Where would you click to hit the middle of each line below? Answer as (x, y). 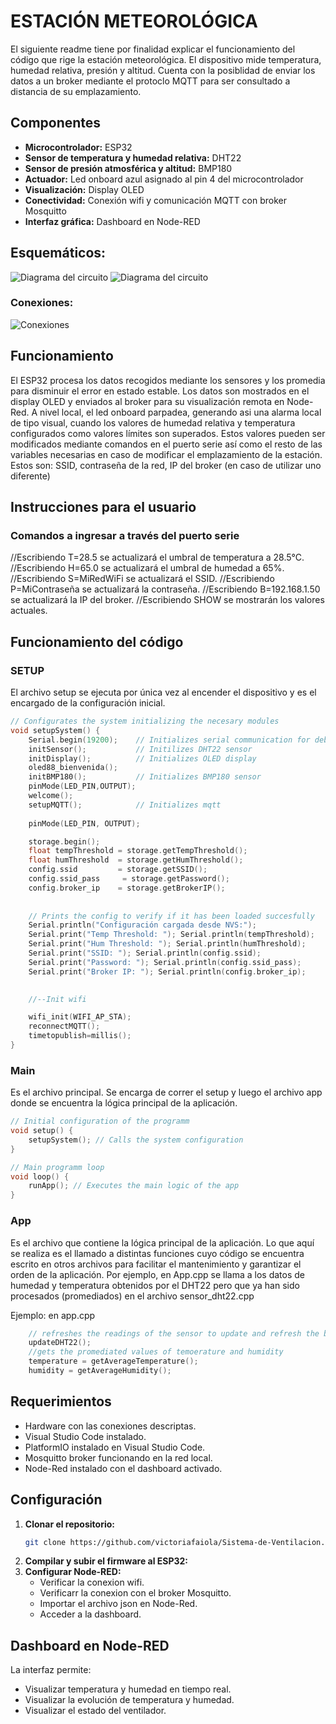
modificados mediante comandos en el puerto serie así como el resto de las (166, 444)
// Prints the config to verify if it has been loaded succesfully (171, 916)
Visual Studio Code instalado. (85, 1436)
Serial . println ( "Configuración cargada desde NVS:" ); (142, 925)
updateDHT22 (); (60, 1343)
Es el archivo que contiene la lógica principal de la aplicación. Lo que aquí (162, 1242)
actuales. (29, 611)
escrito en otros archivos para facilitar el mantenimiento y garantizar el (156, 1264)
